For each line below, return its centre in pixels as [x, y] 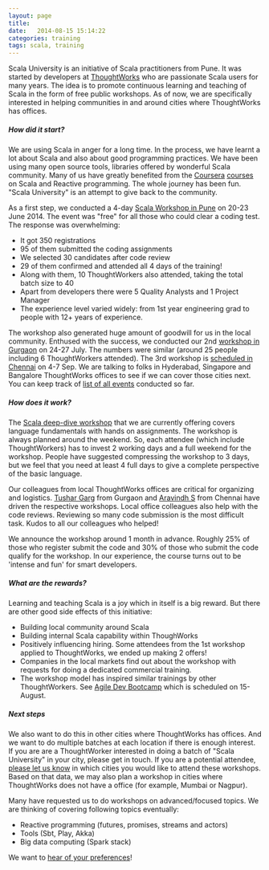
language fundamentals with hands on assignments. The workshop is [123, 431]
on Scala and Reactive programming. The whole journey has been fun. [125, 184]
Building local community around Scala [84, 628]
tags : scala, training [46, 46]
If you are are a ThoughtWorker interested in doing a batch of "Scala [121, 751]
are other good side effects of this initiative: [80, 612]
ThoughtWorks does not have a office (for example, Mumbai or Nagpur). [128, 785]
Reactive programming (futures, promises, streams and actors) [124, 825]
